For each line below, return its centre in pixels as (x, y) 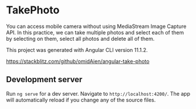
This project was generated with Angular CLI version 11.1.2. (77, 50)
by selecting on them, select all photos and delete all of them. (80, 38)
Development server (44, 80)
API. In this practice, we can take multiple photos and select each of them (95, 32)
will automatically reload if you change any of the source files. (81, 100)
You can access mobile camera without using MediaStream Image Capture (96, 26)
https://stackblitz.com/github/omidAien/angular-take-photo (78, 61)
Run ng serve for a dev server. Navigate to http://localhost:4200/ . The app (98, 93)
